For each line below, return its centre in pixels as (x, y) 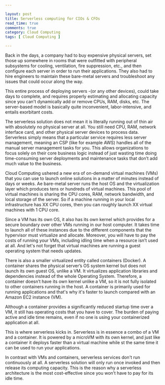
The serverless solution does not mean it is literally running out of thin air (79, 122)
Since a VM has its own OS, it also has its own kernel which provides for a (80, 219)
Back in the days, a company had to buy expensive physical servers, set (78, 55)
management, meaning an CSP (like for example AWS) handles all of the (78, 143)
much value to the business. (34, 164)
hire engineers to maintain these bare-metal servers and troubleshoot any (80, 76)
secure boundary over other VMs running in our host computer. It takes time (82, 225)
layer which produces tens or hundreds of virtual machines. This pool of (78, 189)
